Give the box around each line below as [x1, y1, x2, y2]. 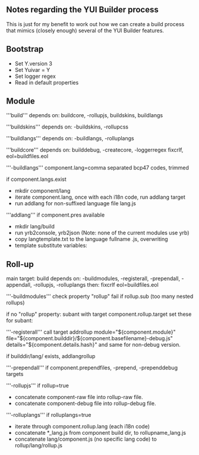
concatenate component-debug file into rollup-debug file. [14, 400, 156, 407]
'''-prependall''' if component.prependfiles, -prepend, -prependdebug [6, 364, 178, 371]
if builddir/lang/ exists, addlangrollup [6, 353, 96, 360]
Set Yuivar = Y [14, 66, 50, 73]
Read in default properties [14, 79, 79, 86]
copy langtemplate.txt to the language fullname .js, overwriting [14, 236, 168, 243]
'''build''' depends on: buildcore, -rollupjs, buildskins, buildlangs [6, 112, 163, 119]
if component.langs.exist [6, 175, 67, 183]
